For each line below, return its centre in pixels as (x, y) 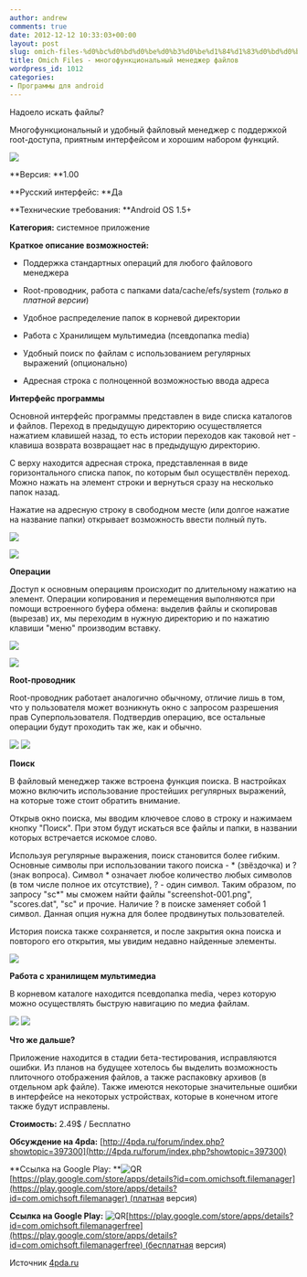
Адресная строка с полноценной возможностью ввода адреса (146, 380)
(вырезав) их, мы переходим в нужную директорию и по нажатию (139, 618)
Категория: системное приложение (80, 227)
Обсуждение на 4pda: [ (56, 1141)
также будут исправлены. (60, 1106)
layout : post (34, 43)
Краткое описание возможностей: (79, 245)
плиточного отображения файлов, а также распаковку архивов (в (138, 1077)
